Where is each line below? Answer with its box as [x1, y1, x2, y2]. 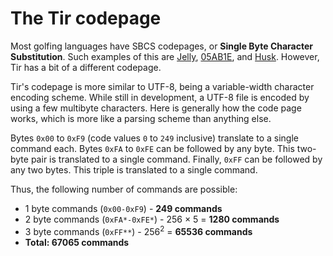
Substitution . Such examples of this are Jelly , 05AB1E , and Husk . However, [10, 50, 320, 62]
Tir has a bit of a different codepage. [10, 61, 162, 73]
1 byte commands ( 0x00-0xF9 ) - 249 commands [24, 202, 223, 214]
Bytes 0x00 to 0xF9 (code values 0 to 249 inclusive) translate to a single [10, 132, 299, 144]
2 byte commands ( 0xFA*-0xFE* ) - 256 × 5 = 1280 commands [24, 213, 280, 225]
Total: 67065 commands [24, 236, 130, 248]
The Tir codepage [10, 7, 162, 30]
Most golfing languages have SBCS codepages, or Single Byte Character [10, 40, 313, 52]
